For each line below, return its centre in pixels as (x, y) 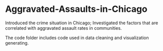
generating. (17, 43)
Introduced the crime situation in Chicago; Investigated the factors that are (82, 23)
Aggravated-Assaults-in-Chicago (76, 9)
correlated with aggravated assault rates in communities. (64, 28)
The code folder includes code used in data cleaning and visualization (77, 38)
